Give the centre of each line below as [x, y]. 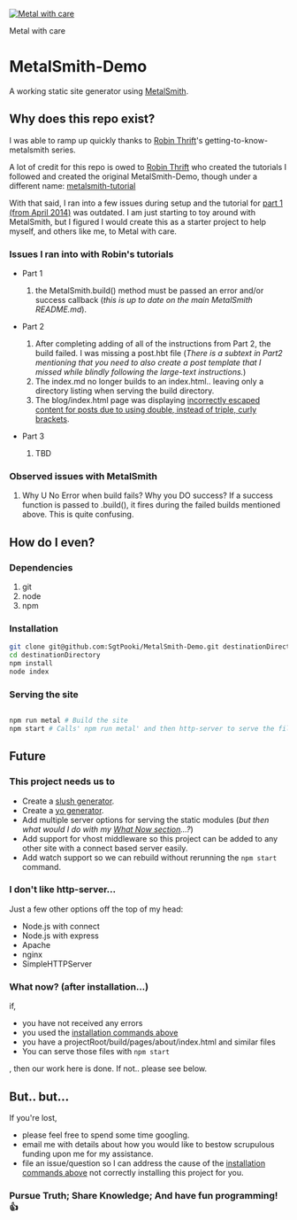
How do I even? [52, 542]
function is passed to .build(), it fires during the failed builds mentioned [151, 505]
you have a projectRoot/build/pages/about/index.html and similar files [148, 1042]
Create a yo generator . [63, 810]
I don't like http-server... [63, 890]
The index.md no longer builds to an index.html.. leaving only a [149, 382]
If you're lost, [33, 1117]
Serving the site [44, 694]
